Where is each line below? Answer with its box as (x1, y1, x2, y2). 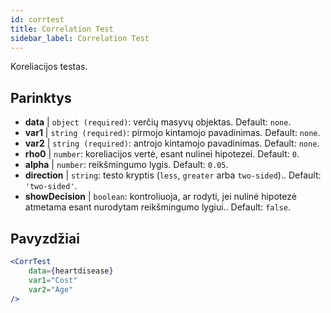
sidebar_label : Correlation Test (10, 33, 150, 43)
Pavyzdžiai (10, 230, 80, 247)
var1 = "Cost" (28, 275, 78, 285)
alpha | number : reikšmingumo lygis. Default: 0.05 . (24, 159, 229, 171)
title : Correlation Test (10, 24, 114, 34)
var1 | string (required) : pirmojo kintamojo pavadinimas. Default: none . (24, 127, 321, 139)
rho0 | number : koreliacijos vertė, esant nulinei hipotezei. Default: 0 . (24, 148, 300, 160)
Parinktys (10, 89, 72, 106)
